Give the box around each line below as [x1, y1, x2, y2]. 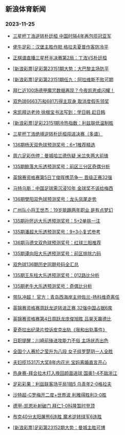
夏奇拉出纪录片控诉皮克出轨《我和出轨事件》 [12, 327, 108, 333]
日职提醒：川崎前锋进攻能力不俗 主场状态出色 [12, 337, 109, 343]
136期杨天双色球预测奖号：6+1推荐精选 [12, 141, 96, 147]
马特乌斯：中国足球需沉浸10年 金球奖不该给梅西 [12, 185, 114, 191]
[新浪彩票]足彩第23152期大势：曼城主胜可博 [12, 424, 106, 430]
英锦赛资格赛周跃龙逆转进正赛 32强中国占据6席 [12, 304, 113, 311]
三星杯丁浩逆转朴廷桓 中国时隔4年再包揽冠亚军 [12, 33, 112, 39]
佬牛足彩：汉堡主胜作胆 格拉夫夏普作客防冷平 [12, 43, 109, 50]
